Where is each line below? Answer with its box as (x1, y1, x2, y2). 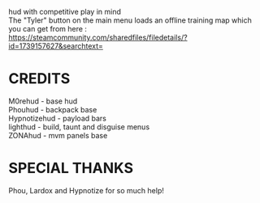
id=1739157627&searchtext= (8, 41, 104, 51)
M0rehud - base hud (8, 96, 78, 106)
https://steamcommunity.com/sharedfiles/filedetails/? (8, 32, 188, 42)
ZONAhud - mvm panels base (8, 130, 108, 140)
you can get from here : (8, 24, 88, 33)
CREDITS (8, 70, 71, 88)
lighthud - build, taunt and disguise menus (8, 121, 150, 132)
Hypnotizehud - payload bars (8, 113, 107, 123)
